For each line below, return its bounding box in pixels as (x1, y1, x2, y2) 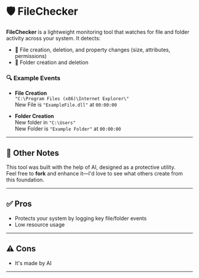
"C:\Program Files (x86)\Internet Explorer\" (14, 96, 129, 102)
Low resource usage (14, 221, 65, 228)
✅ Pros (6, 199, 33, 209)
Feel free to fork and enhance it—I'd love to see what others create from (6, 170, 183, 177)
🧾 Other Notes (6, 148, 59, 158)
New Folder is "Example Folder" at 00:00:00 (14, 125, 121, 132)
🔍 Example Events (6, 74, 61, 82)
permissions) (14, 52, 47, 59)
